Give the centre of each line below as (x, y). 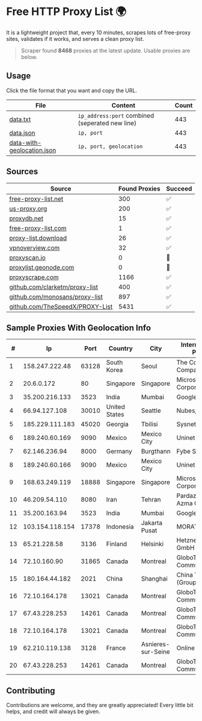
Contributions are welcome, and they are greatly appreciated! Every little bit (100, 705)
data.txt (20, 119)
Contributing (31, 691)
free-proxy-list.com (38, 228)
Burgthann (156, 452)
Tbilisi (149, 424)
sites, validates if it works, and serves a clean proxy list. (75, 39)
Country (121, 348)
